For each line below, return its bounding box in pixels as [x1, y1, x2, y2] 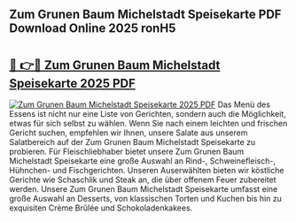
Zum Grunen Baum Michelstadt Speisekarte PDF [9, 7, 282, 22]
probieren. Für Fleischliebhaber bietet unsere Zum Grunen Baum [9, 146, 245, 157]
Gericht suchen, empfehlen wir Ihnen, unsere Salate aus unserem [9, 127, 248, 138]
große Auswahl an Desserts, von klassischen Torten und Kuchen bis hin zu [9, 194, 282, 203]
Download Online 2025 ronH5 [9, 21, 176, 36]
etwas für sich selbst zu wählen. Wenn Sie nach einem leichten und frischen [9, 119, 288, 128]
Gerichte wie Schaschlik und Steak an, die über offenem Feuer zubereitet [9, 174, 277, 185]
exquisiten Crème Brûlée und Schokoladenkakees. [9, 203, 193, 213]
